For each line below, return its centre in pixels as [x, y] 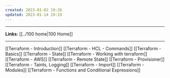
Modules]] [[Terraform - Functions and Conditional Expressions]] [73, 70]
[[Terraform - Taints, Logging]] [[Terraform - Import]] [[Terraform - [75, 64]
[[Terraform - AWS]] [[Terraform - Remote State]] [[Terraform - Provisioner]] [85, 59]
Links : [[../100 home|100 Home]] [39, 34]
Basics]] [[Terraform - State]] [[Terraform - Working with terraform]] [76, 54]
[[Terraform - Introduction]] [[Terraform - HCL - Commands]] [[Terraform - [83, 48]
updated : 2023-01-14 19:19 [34, 15]
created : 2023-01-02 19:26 [34, 10]
